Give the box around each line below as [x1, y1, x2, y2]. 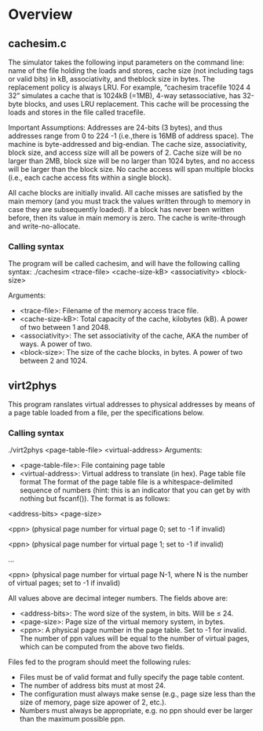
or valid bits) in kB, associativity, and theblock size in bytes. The [8, 75, 215, 83]
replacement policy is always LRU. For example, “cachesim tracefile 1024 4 [8, 82, 251, 92]
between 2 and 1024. [19, 356, 88, 366]
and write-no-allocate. [8, 221, 81, 231]
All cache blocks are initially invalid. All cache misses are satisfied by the [8, 188, 243, 197]
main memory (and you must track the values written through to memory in [8, 196, 251, 206]
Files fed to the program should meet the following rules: [8, 657, 192, 667]
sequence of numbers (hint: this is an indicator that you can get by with [19, 485, 250, 495]
